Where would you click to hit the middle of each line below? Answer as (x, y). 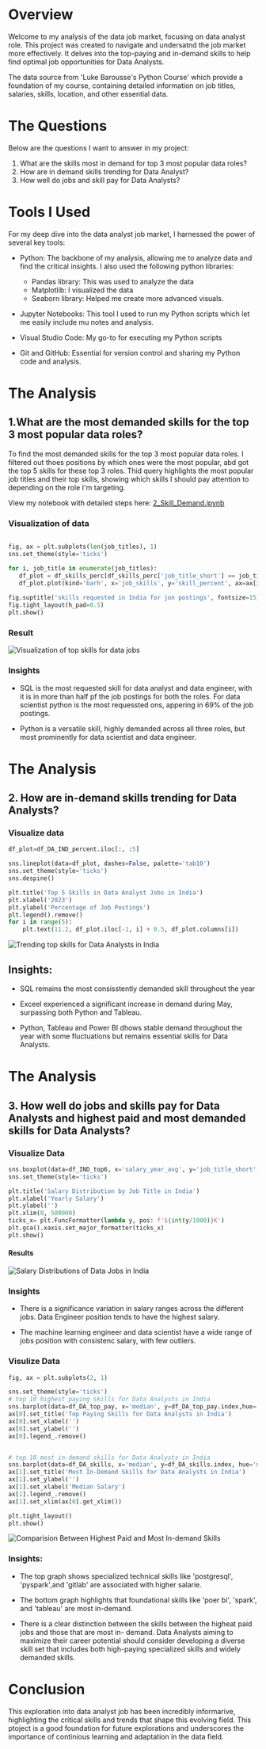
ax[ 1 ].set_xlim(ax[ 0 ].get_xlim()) (65, 1501)
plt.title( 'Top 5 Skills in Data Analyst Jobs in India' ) (106, 893)
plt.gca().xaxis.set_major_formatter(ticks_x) (86, 1228)
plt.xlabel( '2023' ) (40, 900)
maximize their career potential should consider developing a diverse (132, 1640)
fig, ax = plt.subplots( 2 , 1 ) (58, 1377)
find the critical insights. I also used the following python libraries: (127, 266)
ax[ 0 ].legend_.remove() (47, 1436)
